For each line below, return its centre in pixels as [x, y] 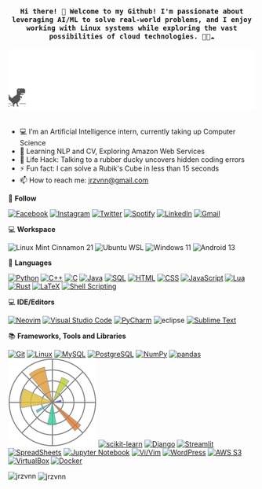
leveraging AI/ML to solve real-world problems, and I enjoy [132, 19]
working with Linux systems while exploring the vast [132, 28]
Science [33, 142]
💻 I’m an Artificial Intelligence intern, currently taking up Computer [127, 131]
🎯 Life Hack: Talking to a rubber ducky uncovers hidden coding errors [132, 159]
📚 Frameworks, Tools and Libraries [67, 336]
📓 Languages [30, 263]
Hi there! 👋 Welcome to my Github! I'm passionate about [132, 11]
